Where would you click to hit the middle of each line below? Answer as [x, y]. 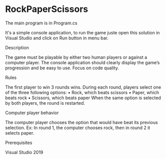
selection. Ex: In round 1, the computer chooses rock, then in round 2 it [78, 128]
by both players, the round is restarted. [45, 103]
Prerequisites [19, 143]
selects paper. [20, 133]
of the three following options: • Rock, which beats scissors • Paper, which [82, 92]
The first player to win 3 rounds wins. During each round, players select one [83, 87]
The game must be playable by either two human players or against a [76, 57]
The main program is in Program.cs [41, 23]
